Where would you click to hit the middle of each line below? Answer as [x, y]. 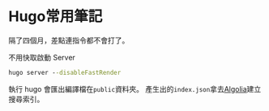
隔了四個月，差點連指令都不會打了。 [69, 40]
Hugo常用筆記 [56, 16]
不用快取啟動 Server [42, 57]
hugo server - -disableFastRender [65, 72]
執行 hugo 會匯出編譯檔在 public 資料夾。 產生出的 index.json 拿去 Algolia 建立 [135, 88]
